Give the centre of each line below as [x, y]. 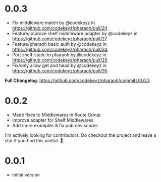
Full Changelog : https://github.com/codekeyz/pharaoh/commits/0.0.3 [77, 80]
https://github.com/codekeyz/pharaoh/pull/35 [60, 70]
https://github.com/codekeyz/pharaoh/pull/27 [60, 39]
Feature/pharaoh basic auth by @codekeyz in [59, 44]
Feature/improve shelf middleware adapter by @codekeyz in [75, 33]
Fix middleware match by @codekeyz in [53, 23]
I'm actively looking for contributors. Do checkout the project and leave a [80, 135]
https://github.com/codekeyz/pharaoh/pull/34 [60, 49]
